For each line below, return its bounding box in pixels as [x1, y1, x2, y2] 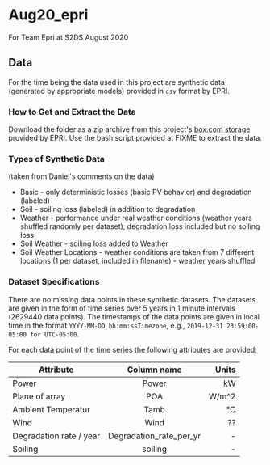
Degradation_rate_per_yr [107, 430, 201, 442]
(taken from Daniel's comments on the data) [8, 171, 155, 181]
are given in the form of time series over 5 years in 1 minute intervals [8, 303, 235, 313]
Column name [127, 364, 182, 375]
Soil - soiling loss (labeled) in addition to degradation [19, 205, 196, 214]
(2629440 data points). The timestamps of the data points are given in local [8, 311, 260, 321]
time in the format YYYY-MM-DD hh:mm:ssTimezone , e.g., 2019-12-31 [8, 320, 223, 330]
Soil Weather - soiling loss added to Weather [19, 239, 168, 248]
